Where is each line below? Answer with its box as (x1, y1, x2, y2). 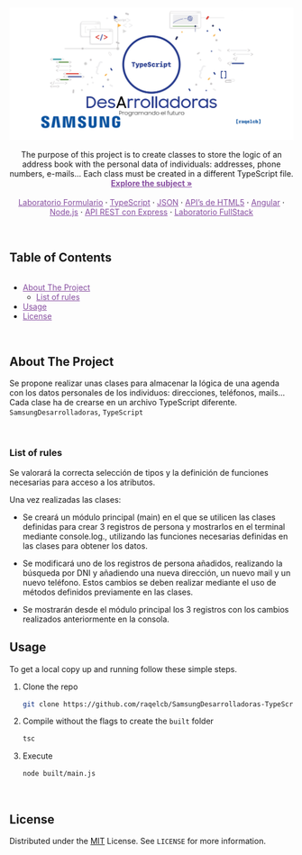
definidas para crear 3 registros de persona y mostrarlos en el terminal (22, 521, 286, 532)
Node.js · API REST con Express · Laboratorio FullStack (49, 206, 254, 217)
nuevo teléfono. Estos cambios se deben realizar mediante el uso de (22, 577, 277, 587)
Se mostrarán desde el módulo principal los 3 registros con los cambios (22, 604, 289, 614)
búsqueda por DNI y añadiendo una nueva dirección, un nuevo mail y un (22, 567, 291, 578)
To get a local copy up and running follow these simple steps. (9, 663, 237, 674)
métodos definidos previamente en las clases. (22, 587, 194, 597)
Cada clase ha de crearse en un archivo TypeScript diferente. (9, 397, 237, 408)
